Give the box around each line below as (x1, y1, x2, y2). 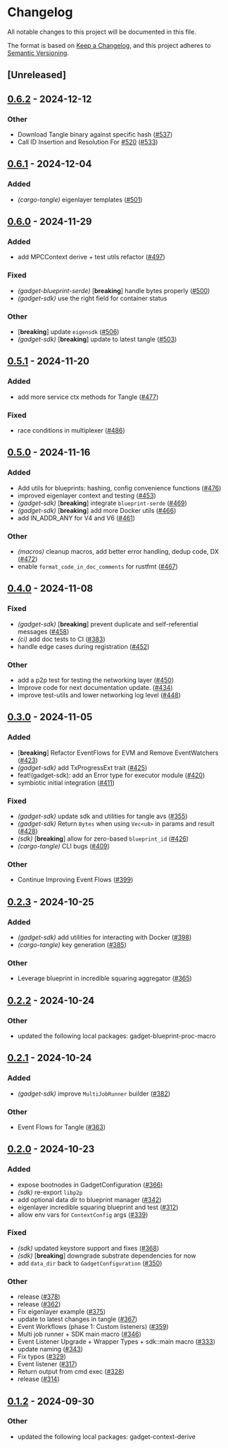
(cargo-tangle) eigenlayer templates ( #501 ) (17, 195, 143, 204)
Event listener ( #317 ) (17, 1360, 77, 1368)
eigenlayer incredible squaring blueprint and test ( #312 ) (17, 1203, 179, 1211)
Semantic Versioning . (7, 49, 69, 57)
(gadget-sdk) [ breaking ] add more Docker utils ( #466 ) (17, 506, 177, 514)
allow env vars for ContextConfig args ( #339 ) (17, 1210, 148, 1219)
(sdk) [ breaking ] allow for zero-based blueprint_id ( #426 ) (17, 834, 189, 843)
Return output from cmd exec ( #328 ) (17, 1368, 125, 1376)
